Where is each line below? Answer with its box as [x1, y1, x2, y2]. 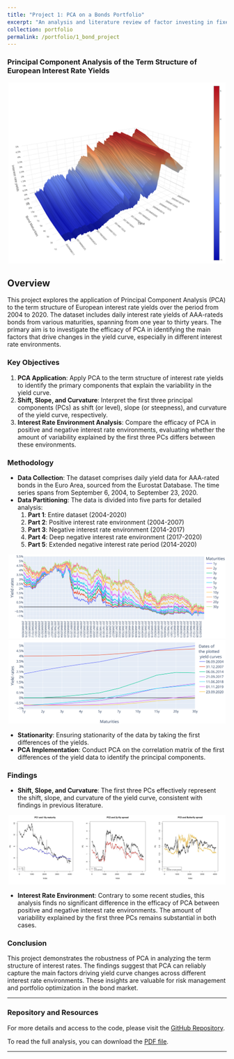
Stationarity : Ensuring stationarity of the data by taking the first [17, 731, 201, 739]
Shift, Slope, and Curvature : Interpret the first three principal [17, 396, 193, 404]
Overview [7, 277, 51, 289]
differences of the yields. [17, 738, 89, 746]
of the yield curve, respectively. [17, 410, 108, 419]
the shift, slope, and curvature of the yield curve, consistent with [17, 794, 203, 802]
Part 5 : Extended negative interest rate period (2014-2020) [27, 540, 197, 548]
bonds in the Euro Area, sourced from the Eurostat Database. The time [17, 481, 219, 489]
